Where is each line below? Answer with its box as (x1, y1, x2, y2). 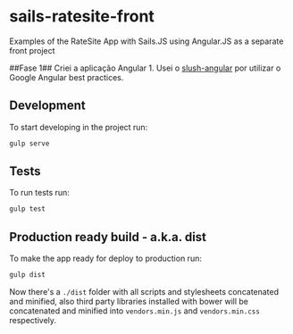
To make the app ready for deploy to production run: (9, 253, 203, 264)
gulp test (9, 205, 46, 213)
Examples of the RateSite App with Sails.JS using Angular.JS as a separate (9, 36, 284, 46)
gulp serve (9, 138, 50, 148)
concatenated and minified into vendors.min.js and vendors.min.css (9, 305, 261, 316)
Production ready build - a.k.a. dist (9, 230, 207, 245)
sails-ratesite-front (9, 6, 155, 27)
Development (9, 98, 87, 113)
